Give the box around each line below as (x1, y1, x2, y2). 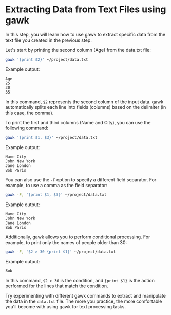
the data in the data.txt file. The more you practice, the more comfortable (5, 298, 162, 304)
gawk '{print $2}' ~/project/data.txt (5, 57, 88, 62)
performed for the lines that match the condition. (5, 283, 108, 289)
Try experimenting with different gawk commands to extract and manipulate (5, 293, 166, 299)
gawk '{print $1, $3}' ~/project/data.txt (5, 135, 98, 140)
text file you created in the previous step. (5, 37, 92, 43)
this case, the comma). (5, 109, 54, 116)
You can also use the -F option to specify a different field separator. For (5, 176, 157, 183)
